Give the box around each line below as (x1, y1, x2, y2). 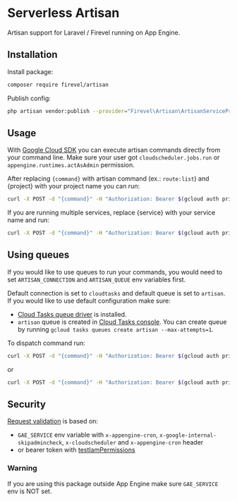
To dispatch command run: (7, 339, 86, 347)
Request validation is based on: (7, 417, 99, 425)
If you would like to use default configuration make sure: (7, 296, 171, 305)
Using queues (7, 249, 70, 261)
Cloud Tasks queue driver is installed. (17, 310, 127, 318)
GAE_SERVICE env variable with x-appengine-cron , (17, 430, 159, 439)
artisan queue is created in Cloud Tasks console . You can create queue (17, 318, 227, 326)
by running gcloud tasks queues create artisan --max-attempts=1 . (17, 325, 214, 333)
